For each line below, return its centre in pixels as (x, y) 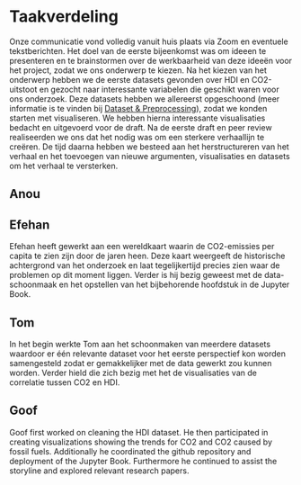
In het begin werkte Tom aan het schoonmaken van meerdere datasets (140, 344)
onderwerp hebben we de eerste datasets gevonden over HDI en (129, 79)
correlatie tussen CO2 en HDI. (65, 382)
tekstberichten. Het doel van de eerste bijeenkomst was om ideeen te (138, 50)
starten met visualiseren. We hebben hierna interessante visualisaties (137, 118)
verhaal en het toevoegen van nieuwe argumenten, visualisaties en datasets (150, 156)
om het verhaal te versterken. (64, 166)
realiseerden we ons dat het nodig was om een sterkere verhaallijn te (137, 137)
